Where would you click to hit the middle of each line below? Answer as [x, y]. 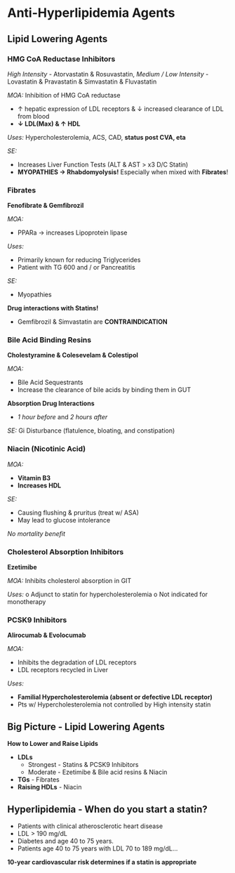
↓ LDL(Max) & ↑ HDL [49, 124]
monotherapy [27, 602]
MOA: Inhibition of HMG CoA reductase [64, 95]
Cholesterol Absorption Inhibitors [66, 551]
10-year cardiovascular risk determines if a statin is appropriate [102, 862]
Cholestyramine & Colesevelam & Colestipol [73, 355]
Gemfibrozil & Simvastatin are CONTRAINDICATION [92, 322]
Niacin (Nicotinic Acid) [47, 449]
